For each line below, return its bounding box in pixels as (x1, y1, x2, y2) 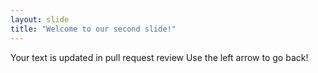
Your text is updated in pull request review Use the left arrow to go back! (10, 51, 309, 63)
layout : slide (10, 14, 70, 25)
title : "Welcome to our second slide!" (10, 24, 177, 34)
